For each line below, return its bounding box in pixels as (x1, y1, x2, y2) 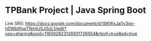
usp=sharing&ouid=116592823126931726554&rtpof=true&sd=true (5, 31, 137, 36)
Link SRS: (5, 20, 24, 26)
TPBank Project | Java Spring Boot (5, 5, 147, 16)
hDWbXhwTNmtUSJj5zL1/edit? (5, 25, 67, 31)
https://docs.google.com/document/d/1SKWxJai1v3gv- (25, 20, 135, 26)
